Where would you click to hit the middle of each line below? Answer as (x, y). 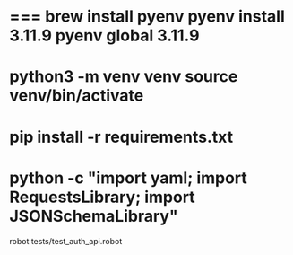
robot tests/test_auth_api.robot (66, 241)
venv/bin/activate (77, 96)
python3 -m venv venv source (124, 77)
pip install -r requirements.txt (121, 137)
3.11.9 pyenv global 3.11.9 (104, 35)
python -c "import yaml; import (129, 178)
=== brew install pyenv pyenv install (147, 17)
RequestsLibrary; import (102, 197)
